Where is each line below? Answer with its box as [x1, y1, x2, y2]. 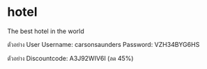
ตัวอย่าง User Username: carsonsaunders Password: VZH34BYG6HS [7, 40, 200, 48]
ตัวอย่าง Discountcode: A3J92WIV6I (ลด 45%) [7, 54, 134, 62]
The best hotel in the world [7, 27, 85, 35]
